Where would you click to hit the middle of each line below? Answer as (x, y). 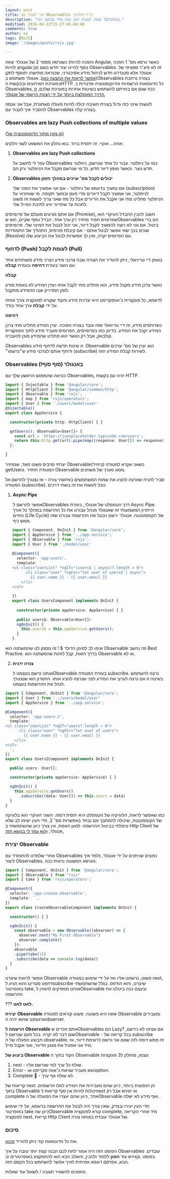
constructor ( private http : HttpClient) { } (56, 422)
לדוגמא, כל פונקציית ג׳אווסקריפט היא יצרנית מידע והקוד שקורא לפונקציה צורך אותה (84, 300)
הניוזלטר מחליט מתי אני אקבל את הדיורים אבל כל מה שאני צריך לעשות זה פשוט (88, 199)
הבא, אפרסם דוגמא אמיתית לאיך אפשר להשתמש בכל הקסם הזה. (67, 1162)
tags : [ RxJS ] (19, 39)
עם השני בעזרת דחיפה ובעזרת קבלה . (41, 265)
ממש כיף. (22, 521)
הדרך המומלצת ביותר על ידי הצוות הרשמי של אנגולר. (55, 94)
